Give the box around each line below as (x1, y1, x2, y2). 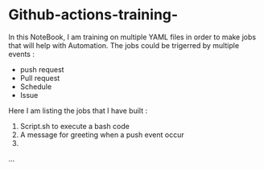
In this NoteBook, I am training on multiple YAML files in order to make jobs (8, 32, 256, 42)
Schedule (19, 82, 52, 91)
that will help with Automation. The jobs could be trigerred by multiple (8, 40, 240, 50)
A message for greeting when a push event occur (19, 130, 184, 140)
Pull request (19, 73, 60, 83)
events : (8, 49, 35, 59)
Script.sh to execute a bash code (19, 121, 130, 131)
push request (19, 64, 64, 74)
